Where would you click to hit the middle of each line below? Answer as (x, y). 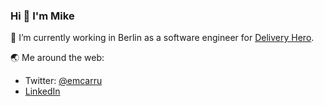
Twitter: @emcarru (63, 81)
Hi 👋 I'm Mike (42, 16)
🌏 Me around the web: (57, 58)
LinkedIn (42, 91)
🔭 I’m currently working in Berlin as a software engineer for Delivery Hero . (162, 38)
